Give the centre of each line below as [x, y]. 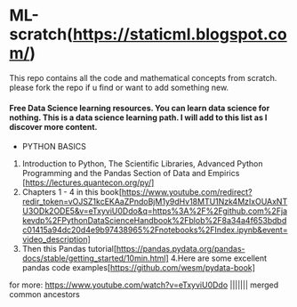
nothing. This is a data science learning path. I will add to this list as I [138, 117]
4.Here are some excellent [219, 258]
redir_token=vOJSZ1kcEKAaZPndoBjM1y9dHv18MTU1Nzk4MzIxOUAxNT [155, 202]
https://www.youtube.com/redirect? [187, 192]
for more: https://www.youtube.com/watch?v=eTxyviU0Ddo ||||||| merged [144, 285]
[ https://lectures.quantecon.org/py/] [88, 182]
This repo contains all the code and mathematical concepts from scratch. [143, 77]
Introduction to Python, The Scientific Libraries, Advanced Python [143, 164]
